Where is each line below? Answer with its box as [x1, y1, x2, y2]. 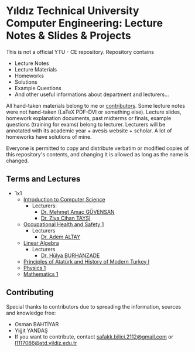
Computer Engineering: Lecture [6, 16, 163, 30]
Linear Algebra [23, 239, 60, 247]
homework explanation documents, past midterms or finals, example [6, 114, 172, 121]
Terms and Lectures [6, 174, 81, 184]
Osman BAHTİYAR [14, 320, 59, 327]
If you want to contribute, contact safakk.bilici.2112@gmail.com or [14, 333, 174, 340]
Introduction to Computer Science [23, 196, 105, 203]
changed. [6, 157, 29, 164]
